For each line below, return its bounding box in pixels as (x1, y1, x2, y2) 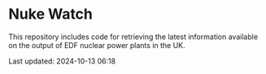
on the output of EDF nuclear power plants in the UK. (8, 40, 185, 50)
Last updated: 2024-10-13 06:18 (8, 56, 116, 66)
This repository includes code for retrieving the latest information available (8, 32, 259, 41)
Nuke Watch (8, 5, 94, 24)
